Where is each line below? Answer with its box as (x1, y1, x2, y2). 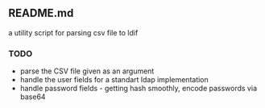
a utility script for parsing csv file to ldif (8, 27, 139, 37)
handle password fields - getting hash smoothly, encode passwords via (19, 84, 258, 93)
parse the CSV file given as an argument (19, 66, 155, 76)
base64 (19, 92, 46, 102)
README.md (8, 6, 74, 20)
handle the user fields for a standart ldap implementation (19, 75, 209, 85)
